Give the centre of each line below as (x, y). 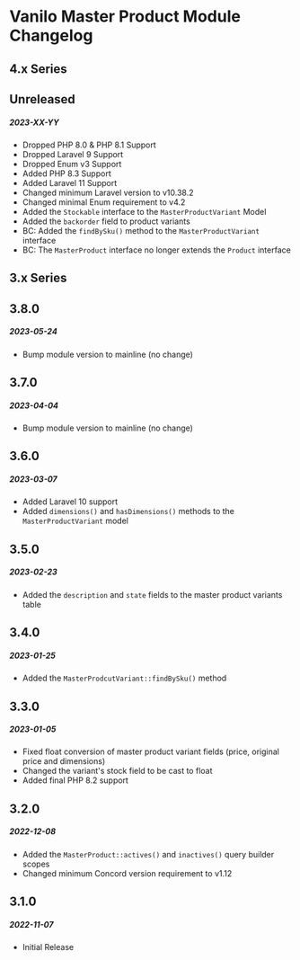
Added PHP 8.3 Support (66, 173)
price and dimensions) (64, 761)
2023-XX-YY (35, 122)
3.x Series (38, 278)
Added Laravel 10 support (70, 502)
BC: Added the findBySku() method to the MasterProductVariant (141, 230)
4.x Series (38, 69)
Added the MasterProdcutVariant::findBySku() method (124, 678)
